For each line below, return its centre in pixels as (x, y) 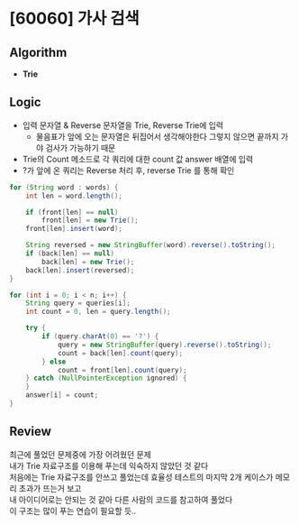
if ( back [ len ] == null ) (70, 253)
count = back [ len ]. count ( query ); (120, 353)
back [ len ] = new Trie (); (88, 262)
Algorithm (38, 52)
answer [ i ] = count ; (62, 395)
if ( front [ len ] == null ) (72, 212)
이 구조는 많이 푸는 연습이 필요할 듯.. (73, 511)
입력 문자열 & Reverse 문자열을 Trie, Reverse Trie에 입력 (122, 125)
